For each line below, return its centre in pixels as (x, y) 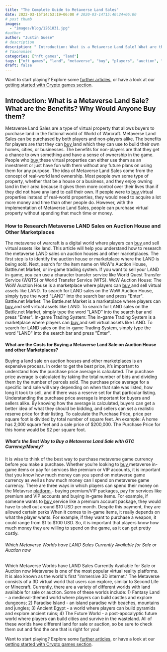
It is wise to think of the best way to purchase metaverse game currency (79, 459)
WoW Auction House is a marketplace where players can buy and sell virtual (83, 285)
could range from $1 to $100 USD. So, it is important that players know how (82, 523)
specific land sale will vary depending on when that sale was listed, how (79, 388)
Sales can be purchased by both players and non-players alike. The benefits (83, 139)
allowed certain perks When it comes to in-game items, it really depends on (83, 512)
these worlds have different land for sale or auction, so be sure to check (79, 624)
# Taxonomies (19, 51)
